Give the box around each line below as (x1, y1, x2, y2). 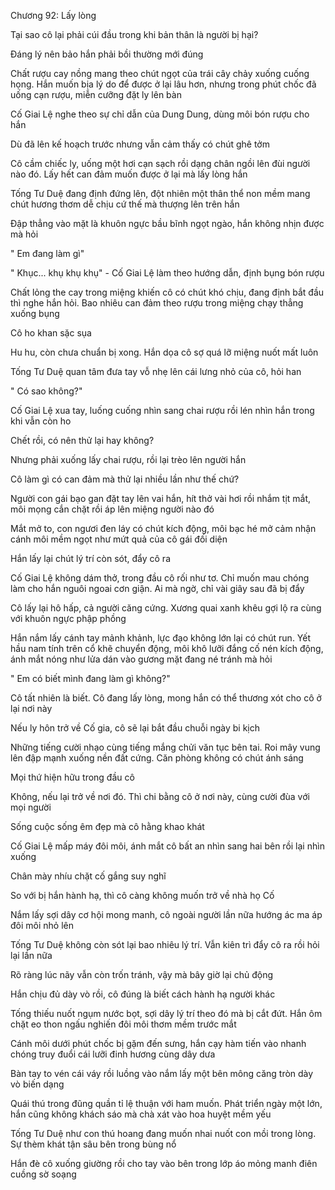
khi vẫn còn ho (10, 415, 72, 427)
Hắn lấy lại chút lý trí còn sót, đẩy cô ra (10, 553, 171, 564)
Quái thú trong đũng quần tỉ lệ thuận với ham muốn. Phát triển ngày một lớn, (10, 1098, 323, 1109)
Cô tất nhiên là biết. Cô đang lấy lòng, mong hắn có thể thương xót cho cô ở (10, 692, 322, 704)
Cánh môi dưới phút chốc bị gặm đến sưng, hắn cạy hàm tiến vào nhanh (10, 1038, 307, 1049)
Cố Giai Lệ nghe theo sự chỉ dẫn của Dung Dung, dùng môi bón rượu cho (10, 108, 310, 120)
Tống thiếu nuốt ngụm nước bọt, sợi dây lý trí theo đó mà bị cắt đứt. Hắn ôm (10, 1008, 323, 1019)
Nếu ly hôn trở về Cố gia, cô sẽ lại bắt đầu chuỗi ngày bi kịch (10, 722, 261, 734)
